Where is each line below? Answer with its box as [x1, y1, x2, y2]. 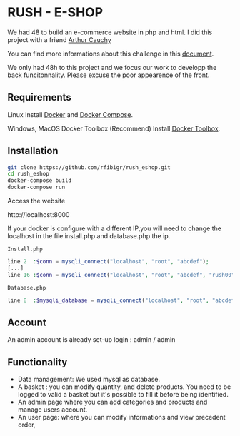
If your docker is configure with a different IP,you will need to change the [7, 224, 221, 233]
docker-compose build [7, 177, 72, 184]
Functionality [7, 356, 68, 368]
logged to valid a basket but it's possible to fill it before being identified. [17, 390, 229, 399]
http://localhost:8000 [7, 211, 70, 219]
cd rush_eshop [7, 171, 50, 178]
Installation [7, 145, 59, 157]
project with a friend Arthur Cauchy [7, 35, 112, 44]
